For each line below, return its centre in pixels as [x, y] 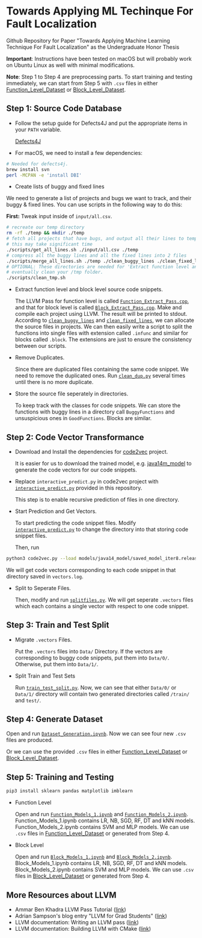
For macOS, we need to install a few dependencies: [78, 153]
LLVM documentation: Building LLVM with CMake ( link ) [83, 928]
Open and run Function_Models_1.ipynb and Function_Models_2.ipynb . [101, 814]
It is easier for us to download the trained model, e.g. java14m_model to [103, 463]
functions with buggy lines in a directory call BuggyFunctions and [95, 412]
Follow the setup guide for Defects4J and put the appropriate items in [101, 123]
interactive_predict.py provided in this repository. [78, 488]
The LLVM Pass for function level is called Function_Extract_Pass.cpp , [102, 301]
